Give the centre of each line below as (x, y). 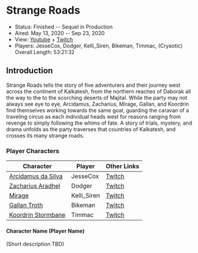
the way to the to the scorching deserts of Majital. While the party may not (97, 97)
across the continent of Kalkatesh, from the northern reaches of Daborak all (99, 91)
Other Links (122, 166)
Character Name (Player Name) (45, 231)
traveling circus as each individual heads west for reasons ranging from (93, 116)
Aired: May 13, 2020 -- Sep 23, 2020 (60, 33)
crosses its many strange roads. (45, 135)
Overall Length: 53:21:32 (45, 52)
